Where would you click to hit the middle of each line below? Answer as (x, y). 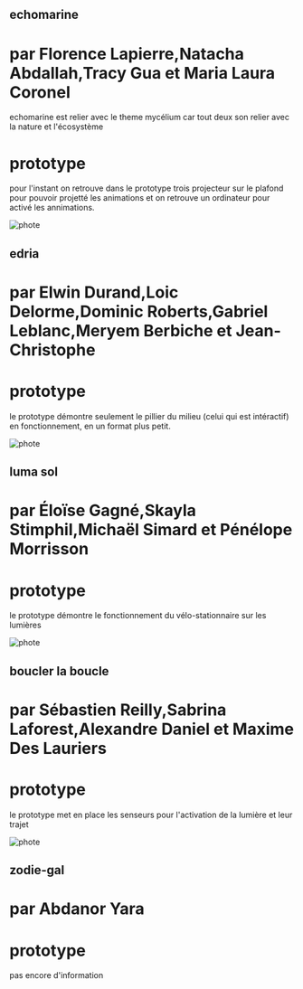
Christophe (52, 349)
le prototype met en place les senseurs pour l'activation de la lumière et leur (151, 815)
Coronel (40, 92)
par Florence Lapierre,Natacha (127, 54)
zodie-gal (37, 870)
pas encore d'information (57, 975)
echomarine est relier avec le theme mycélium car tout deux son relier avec (150, 118)
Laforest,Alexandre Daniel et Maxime (152, 729)
